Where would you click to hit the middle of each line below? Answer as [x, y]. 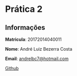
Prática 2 [24, 9]
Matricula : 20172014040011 [33, 39]
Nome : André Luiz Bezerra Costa [39, 49]
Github [12, 68]
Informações [25, 28]
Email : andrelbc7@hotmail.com [37, 59]
